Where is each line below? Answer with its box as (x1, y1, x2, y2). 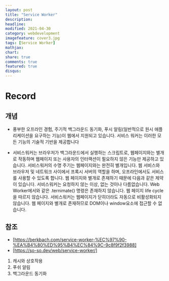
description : (5, 17, 33, 22)
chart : (5, 50, 19, 55)
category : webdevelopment (5, 31, 60, 36)
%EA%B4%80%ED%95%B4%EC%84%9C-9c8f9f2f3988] (12, 242, 137, 248)
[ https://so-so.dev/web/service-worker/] (12, 247, 98, 253)
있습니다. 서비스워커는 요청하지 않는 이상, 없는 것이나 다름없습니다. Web (18, 181, 160, 187)
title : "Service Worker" (5, 12, 58, 17)
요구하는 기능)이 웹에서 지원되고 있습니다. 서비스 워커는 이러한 (34, 133, 156, 138)
